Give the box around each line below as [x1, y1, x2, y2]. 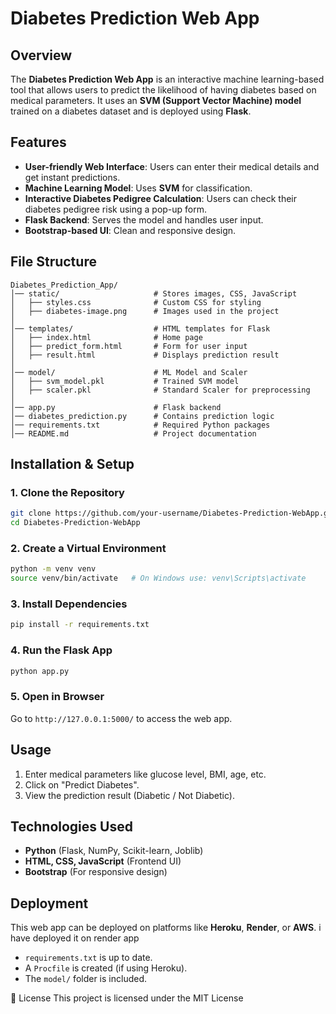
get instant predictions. [24, 171, 121, 183]
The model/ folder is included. [24, 973, 147, 985]
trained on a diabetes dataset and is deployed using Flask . [10, 105, 252, 117]
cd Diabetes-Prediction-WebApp [10, 518, 141, 528]
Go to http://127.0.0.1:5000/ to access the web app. [10, 712, 233, 724]
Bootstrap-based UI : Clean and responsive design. [24, 224, 237, 236]
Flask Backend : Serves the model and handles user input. [24, 213, 264, 226]
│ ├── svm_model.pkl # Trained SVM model [10, 376, 240, 386]
